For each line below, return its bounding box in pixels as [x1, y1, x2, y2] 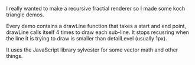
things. [6, 53, 23, 59]
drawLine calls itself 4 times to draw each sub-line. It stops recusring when [6, 29, 189, 36]
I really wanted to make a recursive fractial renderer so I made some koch [6, 5, 186, 12]
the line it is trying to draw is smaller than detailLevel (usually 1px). [6, 35, 167, 42]
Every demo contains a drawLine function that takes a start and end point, [6, 23, 187, 29]
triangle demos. [6, 11, 44, 18]
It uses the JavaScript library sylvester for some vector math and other [6, 46, 178, 53]
